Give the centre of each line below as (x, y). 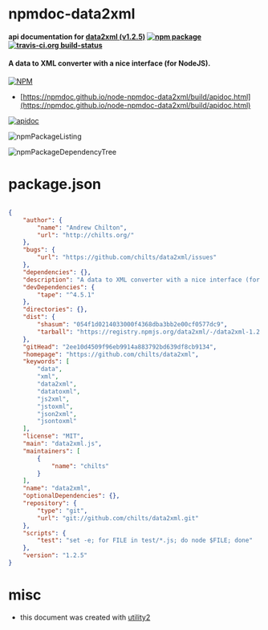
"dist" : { (39, 317)
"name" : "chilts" (80, 466)
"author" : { (43, 220)
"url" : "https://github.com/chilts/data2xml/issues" (127, 257)
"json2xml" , (57, 414)
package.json (55, 184)
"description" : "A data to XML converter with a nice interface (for (142, 280)
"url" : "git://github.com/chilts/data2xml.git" (118, 518)
